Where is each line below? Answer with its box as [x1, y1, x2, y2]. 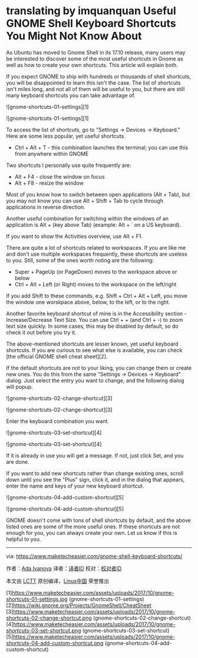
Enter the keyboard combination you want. [6, 417, 109, 424]
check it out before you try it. [6, 328, 77, 336]
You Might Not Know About [6, 30, 142, 43]
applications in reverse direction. [6, 203, 85, 211]
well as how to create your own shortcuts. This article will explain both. [6, 61, 179, 69]
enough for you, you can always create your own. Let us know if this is [6, 529, 178, 536]
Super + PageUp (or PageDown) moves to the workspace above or [14, 268, 177, 275]
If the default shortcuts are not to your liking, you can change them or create [6, 364, 192, 371]
